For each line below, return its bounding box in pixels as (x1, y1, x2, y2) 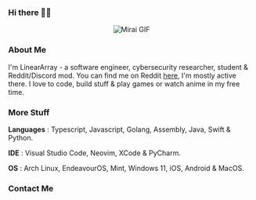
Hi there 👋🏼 (8, 7, 52, 18)
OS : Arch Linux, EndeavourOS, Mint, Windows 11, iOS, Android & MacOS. (8, 163, 244, 173)
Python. (8, 133, 34, 142)
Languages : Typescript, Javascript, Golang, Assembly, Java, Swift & (8, 125, 231, 134)
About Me (8, 45, 47, 56)
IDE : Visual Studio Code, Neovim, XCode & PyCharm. (8, 148, 182, 158)
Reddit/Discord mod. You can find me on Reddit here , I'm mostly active (8, 71, 236, 80)
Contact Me (8, 183, 54, 194)
